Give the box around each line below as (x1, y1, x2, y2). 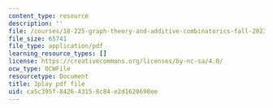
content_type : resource (8, 11, 89, 20)
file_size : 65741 (8, 34, 67, 43)
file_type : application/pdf (8, 42, 104, 50)
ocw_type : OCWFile (8, 65, 71, 73)
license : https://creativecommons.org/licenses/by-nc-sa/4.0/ (8, 58, 223, 66)
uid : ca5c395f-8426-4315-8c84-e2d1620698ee (8, 87, 158, 96)
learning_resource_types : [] (8, 50, 107, 58)
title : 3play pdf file (8, 80, 85, 88)
